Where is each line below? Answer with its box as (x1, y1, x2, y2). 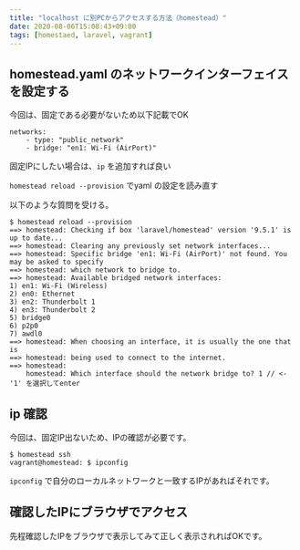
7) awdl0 (9, 329, 43, 338)
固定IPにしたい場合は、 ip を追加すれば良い (9, 161, 171, 171)
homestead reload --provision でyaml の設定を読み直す (9, 180, 219, 192)
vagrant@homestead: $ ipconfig (9, 458, 129, 467)
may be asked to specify (9, 257, 104, 267)
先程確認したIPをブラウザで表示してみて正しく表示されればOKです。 (9, 530, 267, 541)
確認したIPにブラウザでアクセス (9, 504, 189, 520)
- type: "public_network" (26, 136, 125, 145)
